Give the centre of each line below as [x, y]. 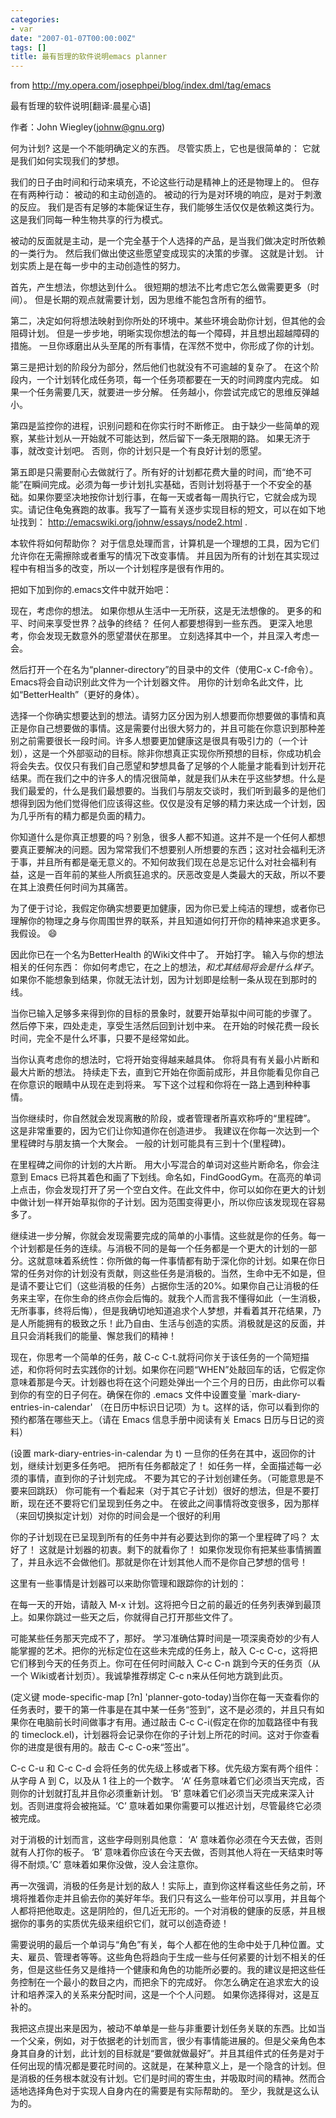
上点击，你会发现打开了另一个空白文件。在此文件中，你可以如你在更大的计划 [168, 1190]
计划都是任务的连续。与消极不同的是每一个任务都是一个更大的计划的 [159, 1248]
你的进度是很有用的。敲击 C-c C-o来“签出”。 [102, 1747]
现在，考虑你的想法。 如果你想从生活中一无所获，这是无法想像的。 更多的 [161, 611]
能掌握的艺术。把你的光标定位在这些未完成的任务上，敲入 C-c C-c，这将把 [164, 1651]
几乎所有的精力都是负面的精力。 [84, 816]
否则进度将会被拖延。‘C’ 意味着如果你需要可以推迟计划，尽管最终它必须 [174, 1806]
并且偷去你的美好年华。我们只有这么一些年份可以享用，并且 [185, 1898]
